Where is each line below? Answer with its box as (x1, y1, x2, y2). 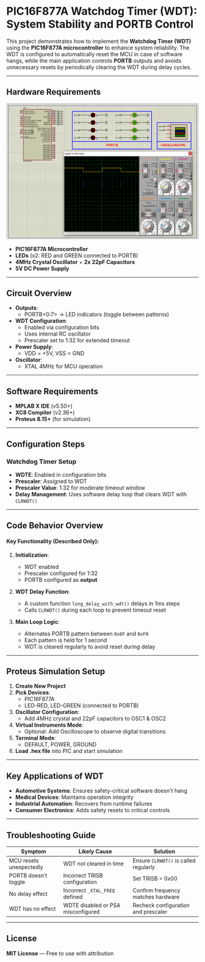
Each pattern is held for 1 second (24, 636, 107, 644)
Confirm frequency (132, 887, 181, 894)
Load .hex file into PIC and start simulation (15, 747, 123, 755)
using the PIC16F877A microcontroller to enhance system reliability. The (6, 44, 190, 51)
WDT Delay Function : (15, 588, 70, 595)
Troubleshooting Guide (6, 830, 96, 840)
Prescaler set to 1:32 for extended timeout (24, 337, 130, 344)
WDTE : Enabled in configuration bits (15, 471, 107, 478)
